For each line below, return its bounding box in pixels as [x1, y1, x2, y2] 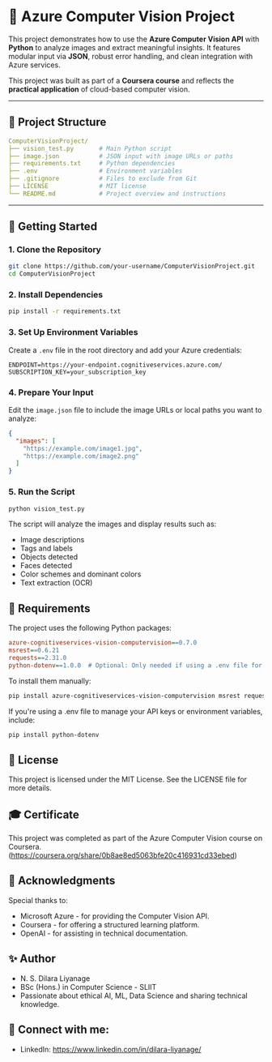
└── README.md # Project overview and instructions [8, 190, 227, 198]
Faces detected [19, 561, 73, 571]
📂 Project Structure [8, 115, 107, 129]
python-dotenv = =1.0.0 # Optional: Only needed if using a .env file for [8, 661, 263, 670]
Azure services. [8, 60, 61, 70]
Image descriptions [19, 535, 85, 545]
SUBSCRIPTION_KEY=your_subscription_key [8, 368, 147, 376]
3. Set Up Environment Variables [8, 327, 138, 338]
